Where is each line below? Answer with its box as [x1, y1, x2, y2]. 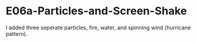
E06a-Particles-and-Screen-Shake [5, 4, 187, 18]
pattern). [5, 30, 28, 37]
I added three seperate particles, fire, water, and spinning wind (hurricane [5, 24, 192, 31]
